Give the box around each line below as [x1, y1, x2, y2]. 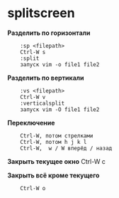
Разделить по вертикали [7, 73, 84, 82]
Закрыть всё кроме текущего [7, 171, 100, 179]
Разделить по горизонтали [7, 28, 91, 37]
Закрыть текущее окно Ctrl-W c [7, 157, 106, 165]
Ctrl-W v [20, 93, 46, 100]
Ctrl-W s [20, 48, 46, 56]
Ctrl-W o [20, 184, 46, 192]
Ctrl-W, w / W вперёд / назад [20, 145, 113, 152]
